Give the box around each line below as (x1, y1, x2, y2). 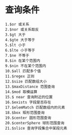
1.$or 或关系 (5, 22, 29, 27)
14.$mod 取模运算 (5, 89, 38, 94)
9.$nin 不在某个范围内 (5, 63, 47, 68)
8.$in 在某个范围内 (5, 58, 41, 63)
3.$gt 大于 (5, 32, 26, 37)
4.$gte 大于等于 (5, 37, 35, 42)
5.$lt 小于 (5, 43, 26, 47)
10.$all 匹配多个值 (5, 68, 41, 73)
